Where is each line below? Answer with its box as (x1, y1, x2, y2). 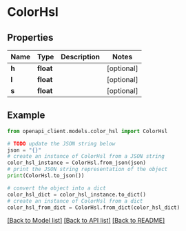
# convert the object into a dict (7, 184, 107, 192)
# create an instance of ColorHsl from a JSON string (7, 153, 165, 160)
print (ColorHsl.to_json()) (7, 172, 85, 179)
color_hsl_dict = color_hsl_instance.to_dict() (7, 191, 147, 198)
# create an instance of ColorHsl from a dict (7, 197, 143, 204)
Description (61, 52, 100, 61)
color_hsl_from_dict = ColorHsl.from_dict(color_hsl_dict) (7, 204, 180, 211)
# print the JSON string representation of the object (7, 166, 168, 173)
